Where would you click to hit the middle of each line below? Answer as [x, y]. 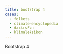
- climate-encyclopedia [34, 23]
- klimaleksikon [26, 32]
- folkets [19, 19]
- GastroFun [22, 28]
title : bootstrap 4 [25, 10]
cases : [12, 14]
